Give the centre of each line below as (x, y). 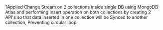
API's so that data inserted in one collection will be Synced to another (77, 17)
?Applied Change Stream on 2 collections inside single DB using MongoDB (82, 7)
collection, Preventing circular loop (41, 22)
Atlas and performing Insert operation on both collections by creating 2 (78, 12)
